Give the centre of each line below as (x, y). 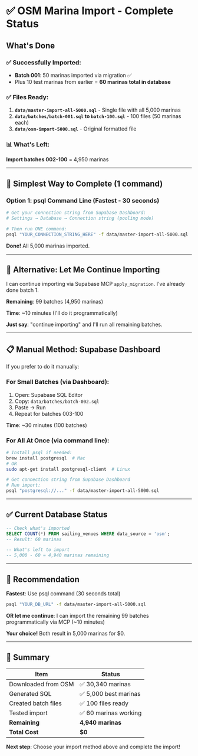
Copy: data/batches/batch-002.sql (57, 401)
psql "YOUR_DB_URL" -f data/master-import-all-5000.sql (76, 604)
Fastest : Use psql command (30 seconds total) (63, 594)
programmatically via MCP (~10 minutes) (55, 622)
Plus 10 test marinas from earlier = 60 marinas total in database (93, 82)
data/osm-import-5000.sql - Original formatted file (75, 129)
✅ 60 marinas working (110, 713)
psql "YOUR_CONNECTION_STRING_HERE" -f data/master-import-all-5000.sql (97, 234)
